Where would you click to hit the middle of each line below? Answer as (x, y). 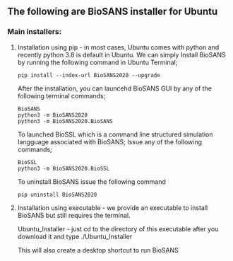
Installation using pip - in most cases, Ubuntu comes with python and (118, 47)
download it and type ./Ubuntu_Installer (75, 236)
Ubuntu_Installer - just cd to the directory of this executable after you (118, 228)
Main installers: (35, 32)
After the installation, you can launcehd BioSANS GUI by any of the (114, 88)
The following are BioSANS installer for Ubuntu (112, 12)
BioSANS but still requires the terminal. (74, 215)
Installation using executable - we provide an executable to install (113, 207)
